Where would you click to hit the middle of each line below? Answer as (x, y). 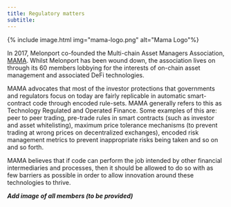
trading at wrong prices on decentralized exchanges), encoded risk (103, 132)
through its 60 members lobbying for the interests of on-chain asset (104, 68)
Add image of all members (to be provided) (70, 196)
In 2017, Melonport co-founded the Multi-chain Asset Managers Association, (116, 53)
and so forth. (25, 147)
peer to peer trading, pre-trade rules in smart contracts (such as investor (111, 117)
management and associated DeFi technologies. (76, 75)
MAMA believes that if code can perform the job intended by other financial (115, 160)
